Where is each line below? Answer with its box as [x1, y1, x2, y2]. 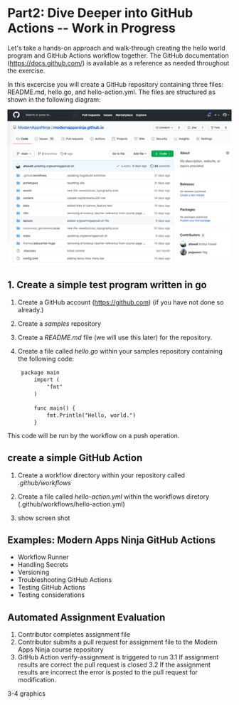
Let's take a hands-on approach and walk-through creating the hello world [7, 43, 225, 52]
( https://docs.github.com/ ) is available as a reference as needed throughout [7, 58, 230, 67]
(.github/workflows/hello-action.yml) [17, 499, 126, 508]
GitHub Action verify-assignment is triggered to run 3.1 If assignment [17, 653, 219, 662]
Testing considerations [17, 590, 85, 599]
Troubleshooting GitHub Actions [17, 576, 112, 584]
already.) [17, 305, 44, 314]
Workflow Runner [17, 553, 69, 561]
